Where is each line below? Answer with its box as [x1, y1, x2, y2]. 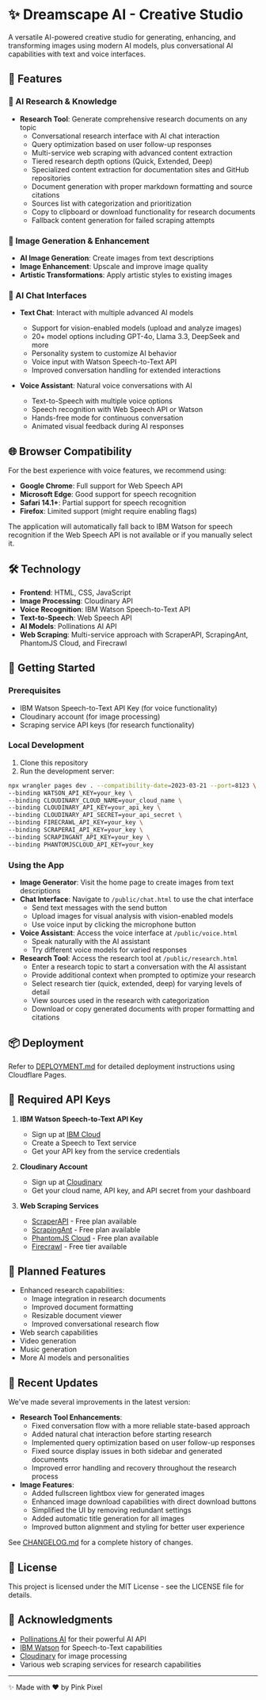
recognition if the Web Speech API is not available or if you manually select [8, 530, 253, 540]
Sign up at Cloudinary [31, 1177, 103, 1186]
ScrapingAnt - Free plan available [31, 1224, 141, 1234]
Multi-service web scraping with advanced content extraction [31, 148, 233, 157]
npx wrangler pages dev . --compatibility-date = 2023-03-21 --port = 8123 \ [8, 781, 257, 789]
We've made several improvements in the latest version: [8, 1397, 191, 1407]
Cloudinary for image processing [19, 1651, 127, 1660]
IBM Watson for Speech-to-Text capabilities [19, 1642, 162, 1652]
